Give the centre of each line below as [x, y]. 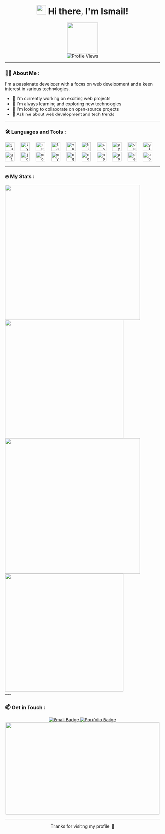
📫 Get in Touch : [25, 707]
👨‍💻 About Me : [23, 73]
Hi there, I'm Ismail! [88, 12]
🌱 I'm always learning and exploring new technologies [67, 104]
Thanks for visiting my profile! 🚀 [82, 826]
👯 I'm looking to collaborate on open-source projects [66, 109]
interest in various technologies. [38, 89]
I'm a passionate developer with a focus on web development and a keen [79, 84]
